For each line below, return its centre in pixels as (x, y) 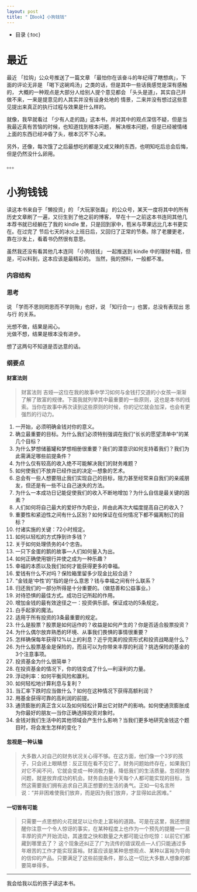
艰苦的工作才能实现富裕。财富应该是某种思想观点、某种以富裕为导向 (108, 851)
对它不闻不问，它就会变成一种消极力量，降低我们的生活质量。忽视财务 (106, 771)
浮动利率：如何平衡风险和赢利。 (53, 676)
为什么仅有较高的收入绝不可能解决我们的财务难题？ (77, 463)
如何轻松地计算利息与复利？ (49, 683)
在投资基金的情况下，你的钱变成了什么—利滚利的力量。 (82, 668)
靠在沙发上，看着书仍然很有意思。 (48, 239)
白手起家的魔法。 (36, 610)
